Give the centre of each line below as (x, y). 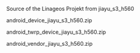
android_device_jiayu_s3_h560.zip (49, 20)
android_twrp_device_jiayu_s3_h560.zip (56, 32)
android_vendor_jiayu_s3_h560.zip (50, 44)
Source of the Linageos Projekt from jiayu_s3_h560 (70, 9)
